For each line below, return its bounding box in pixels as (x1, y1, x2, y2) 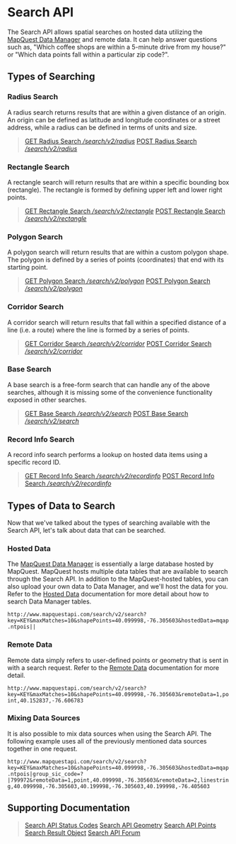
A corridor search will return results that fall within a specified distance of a (7, 318, 227, 326)
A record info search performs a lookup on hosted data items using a (7, 451, 208, 459)
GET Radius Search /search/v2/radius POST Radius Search (24, 137, 197, 145)
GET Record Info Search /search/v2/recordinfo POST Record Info (24, 472, 215, 480)
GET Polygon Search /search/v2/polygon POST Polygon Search (24, 277, 211, 285)
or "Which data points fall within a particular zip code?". (7, 50, 170, 59)
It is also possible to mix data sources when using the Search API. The (7, 729, 212, 738)
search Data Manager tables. (7, 597, 92, 606)
